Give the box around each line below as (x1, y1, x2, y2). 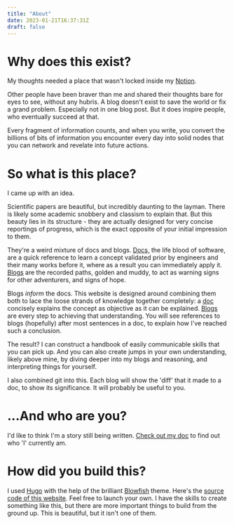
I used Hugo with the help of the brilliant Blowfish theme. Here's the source (7, 487, 224, 495)
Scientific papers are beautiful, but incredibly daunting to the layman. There (7, 203, 226, 211)
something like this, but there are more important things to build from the (7, 502, 217, 510)
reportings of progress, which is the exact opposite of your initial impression (7, 225, 228, 234)
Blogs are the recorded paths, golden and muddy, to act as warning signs (7, 268, 219, 277)
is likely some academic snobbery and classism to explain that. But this (7, 210, 212, 218)
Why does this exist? (7, 53, 132, 69)
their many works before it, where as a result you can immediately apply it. (7, 261, 223, 269)
